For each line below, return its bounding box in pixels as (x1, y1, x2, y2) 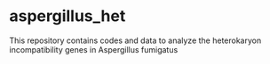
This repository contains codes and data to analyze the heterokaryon (9, 35, 262, 46)
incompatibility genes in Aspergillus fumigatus (9, 44, 179, 54)
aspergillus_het (9, 6, 126, 26)
